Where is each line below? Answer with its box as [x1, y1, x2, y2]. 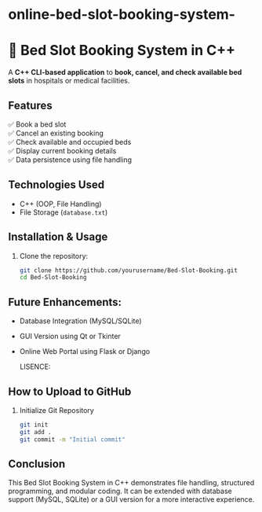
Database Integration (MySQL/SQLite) [19, 316, 143, 326]
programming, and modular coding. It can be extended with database [8, 486, 233, 496]
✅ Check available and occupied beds [8, 137, 132, 146]
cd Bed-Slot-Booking [19, 274, 87, 282]
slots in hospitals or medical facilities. [8, 76, 130, 86]
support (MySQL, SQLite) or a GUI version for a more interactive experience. [8, 495, 255, 504]
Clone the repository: [19, 251, 89, 260]
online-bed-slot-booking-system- [8, 6, 235, 24]
